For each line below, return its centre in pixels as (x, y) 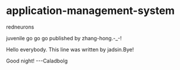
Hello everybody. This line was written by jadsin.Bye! (70, 49)
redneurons (20, 27)
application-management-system (91, 11)
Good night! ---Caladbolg (37, 61)
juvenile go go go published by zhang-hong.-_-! (64, 38)
